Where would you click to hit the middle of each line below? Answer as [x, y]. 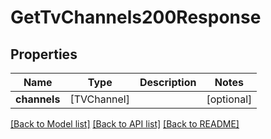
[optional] [229, 99]
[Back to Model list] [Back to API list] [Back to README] [125, 124]
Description [168, 82]
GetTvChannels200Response [136, 17]
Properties [44, 54]
